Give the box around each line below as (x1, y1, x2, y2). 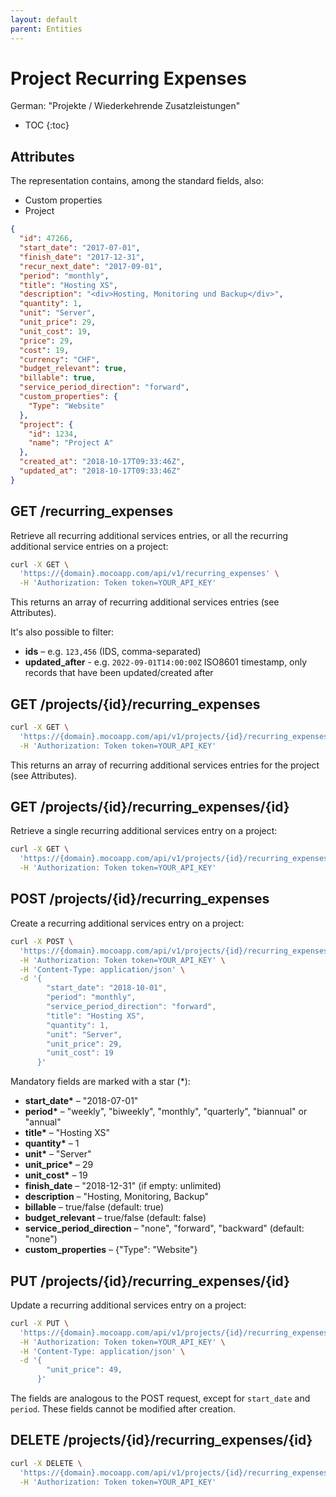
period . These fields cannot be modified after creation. (10, 1403, 237, 1415)
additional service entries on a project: (10, 540, 169, 552)
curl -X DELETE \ (10, 1458, 83, 1468)
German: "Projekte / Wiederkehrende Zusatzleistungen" (10, 100, 241, 112)
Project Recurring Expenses (10, 67, 247, 90)
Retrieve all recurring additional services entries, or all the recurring (10, 529, 289, 541)
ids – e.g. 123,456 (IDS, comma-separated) (24, 646, 202, 658)
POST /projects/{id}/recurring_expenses (10, 891, 270, 908)
